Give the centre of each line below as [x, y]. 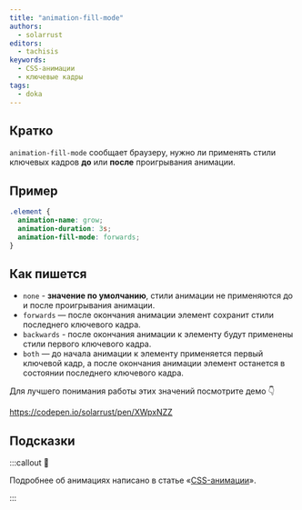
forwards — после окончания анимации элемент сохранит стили [148, 315]
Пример [34, 190]
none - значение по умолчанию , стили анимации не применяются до [158, 295]
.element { [30, 212]
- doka [30, 94]
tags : [20, 85]
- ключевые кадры [50, 77]
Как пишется [48, 274]
